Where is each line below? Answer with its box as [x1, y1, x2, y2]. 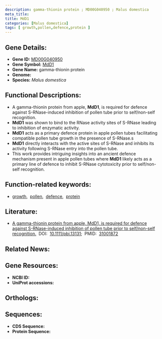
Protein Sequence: [12, 328, 51, 334]
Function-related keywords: [5, 180, 91, 189]
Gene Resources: [5, 261, 58, 270]
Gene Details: [5, 43, 47, 52]
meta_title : [5, 12, 29, 17]
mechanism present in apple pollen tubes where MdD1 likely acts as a [12, 156, 152, 161]
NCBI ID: [12, 274, 30, 280]
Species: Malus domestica [12, 77, 67, 83]
